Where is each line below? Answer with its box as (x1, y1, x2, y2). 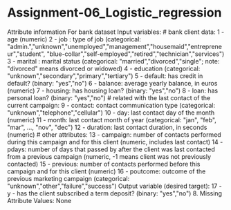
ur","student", (7, 50, 46, 58)
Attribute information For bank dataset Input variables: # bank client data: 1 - (7, 28, 225, 36)
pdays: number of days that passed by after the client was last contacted (7, 145, 216, 153)
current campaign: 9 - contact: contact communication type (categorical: (7, 101, 216, 109)
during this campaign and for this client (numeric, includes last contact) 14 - (7, 137, 223, 146)
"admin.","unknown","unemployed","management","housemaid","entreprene (7, 42, 223, 50)
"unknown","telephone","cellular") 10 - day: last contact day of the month (7, 108, 215, 117)
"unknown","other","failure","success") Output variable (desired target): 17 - (7, 182, 223, 190)
